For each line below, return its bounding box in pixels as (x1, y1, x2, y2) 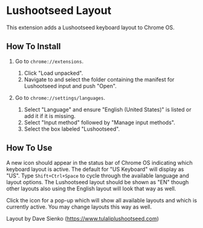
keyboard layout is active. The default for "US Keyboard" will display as (6, 165, 184, 173)
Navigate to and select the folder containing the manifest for (24, 75, 175, 83)
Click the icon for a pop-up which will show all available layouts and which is (6, 196, 198, 204)
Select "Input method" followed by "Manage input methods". (24, 119, 176, 126)
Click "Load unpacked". (24, 69, 84, 77)
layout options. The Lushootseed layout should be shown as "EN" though (6, 178, 189, 185)
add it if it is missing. (24, 112, 76, 119)
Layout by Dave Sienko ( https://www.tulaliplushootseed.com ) (6, 215, 159, 222)
